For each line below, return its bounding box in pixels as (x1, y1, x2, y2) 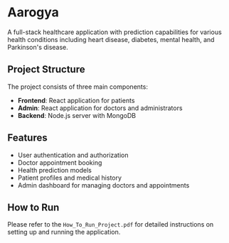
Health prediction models (17, 166, 92, 174)
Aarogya (7, 4, 59, 21)
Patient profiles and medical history (17, 173, 122, 182)
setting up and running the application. (7, 228, 121, 237)
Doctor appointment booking (17, 158, 102, 167)
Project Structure (7, 63, 85, 75)
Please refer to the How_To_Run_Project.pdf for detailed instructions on (7, 220, 214, 229)
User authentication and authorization (17, 151, 129, 159)
